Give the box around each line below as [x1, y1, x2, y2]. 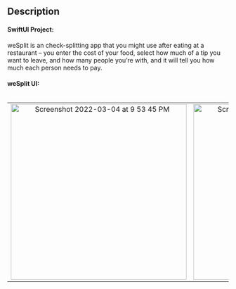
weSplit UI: [7, 79, 40, 88]
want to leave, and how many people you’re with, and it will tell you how [7, 56, 215, 64]
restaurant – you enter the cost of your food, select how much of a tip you [7, 49, 221, 57]
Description [7, 6, 60, 18]
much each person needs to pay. [7, 63, 103, 72]
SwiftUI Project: [7, 25, 54, 34]
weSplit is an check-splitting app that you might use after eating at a [7, 41, 204, 49]
